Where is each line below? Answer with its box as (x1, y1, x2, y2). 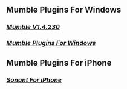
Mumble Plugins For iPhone (6, 57, 112, 68)
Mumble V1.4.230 (6, 23, 60, 31)
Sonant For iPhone (6, 75, 62, 84)
